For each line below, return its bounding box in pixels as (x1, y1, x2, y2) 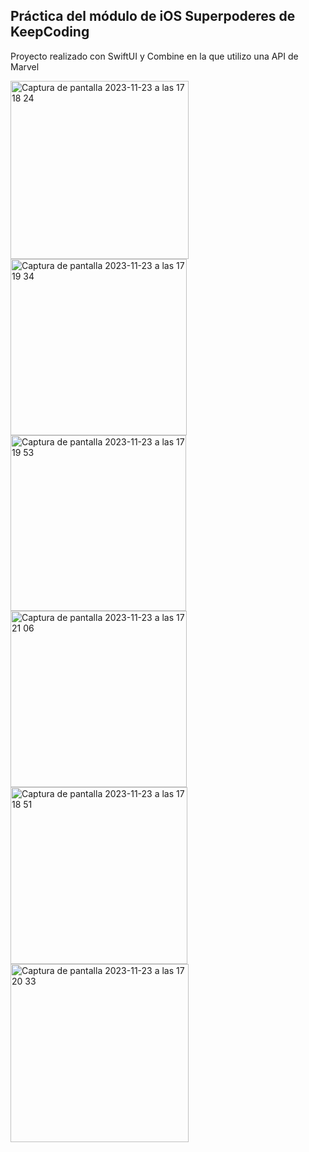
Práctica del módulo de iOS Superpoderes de (10, 8, 296, 25)
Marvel (10, 60, 40, 73)
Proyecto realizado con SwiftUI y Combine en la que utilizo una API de (10, 50, 299, 62)
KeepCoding (10, 24, 90, 41)
